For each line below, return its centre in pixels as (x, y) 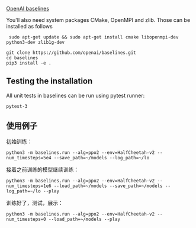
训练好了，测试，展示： (35, 203)
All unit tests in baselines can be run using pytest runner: (75, 95)
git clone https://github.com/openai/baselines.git (71, 53)
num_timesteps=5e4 (29, 158)
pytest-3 (17, 106)
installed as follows (30, 26)
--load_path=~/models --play (84, 219)
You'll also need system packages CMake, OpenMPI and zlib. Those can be (98, 20)
